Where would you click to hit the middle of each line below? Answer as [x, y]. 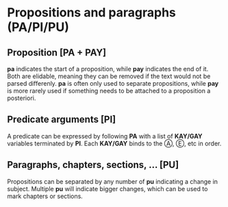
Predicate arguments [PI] [62, 120]
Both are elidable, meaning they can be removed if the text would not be [109, 76]
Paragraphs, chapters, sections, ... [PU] [93, 165]
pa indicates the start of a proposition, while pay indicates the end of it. [108, 69]
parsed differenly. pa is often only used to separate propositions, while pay [113, 83]
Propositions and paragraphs [92, 13]
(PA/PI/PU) [38, 27]
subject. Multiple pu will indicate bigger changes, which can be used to [107, 188]
